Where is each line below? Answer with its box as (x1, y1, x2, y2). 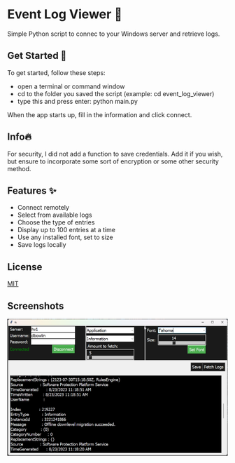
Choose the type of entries (17, 218, 95, 227)
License (7, 261, 43, 273)
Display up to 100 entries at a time (17, 226, 115, 234)
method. (7, 164, 31, 173)
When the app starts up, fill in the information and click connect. (7, 110, 192, 119)
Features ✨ (7, 184, 57, 196)
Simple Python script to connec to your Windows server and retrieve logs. (7, 29, 220, 38)
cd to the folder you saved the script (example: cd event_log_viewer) (17, 89, 215, 98)
